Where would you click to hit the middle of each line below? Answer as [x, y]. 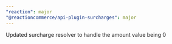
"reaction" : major [29, 12]
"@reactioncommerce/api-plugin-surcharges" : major [71, 17]
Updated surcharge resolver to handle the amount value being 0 [86, 34]
